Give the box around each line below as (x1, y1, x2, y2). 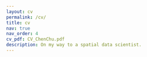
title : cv (6, 20, 31, 26)
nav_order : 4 (6, 31, 39, 37)
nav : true (6, 25, 31, 31)
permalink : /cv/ (6, 14, 46, 20)
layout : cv (6, 8, 33, 15)
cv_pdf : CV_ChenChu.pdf (6, 36, 65, 42)
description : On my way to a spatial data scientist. (6, 42, 142, 48)
